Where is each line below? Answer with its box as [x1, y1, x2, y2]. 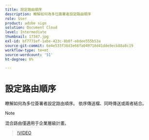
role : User [5, 16, 27, 21]
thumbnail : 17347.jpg [5, 35, 49, 39]
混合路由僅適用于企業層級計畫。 [5, 120, 69, 126]
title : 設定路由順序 [5, 7, 42, 12]
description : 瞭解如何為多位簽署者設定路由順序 [5, 12, 91, 17]
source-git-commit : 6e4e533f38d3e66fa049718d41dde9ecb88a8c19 [5, 43, 133, 48]
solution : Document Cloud [5, 25, 57, 30]
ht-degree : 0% [5, 57, 34, 62]
